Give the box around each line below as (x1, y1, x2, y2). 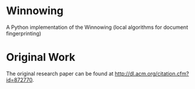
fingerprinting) (6, 29, 41, 37)
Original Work (6, 51, 76, 64)
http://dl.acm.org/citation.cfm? (115, 70, 189, 77)
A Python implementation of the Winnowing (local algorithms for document (6, 24, 188, 31)
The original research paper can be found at (6, 70, 114, 77)
